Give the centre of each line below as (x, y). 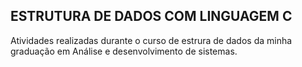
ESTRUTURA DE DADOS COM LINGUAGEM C (151, 16)
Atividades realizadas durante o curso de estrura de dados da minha (151, 40)
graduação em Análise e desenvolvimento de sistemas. (124, 51)
